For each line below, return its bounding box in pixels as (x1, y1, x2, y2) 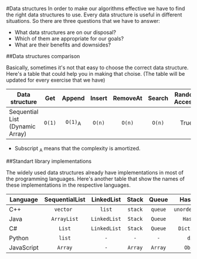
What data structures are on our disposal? (14, 29, 116, 36)
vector (54, 206, 73, 213)
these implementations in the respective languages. (6, 181, 131, 189)
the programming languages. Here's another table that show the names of (6, 175, 185, 182)
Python (9, 234, 29, 242)
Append (62, 94, 85, 102)
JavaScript (9, 243, 39, 251)
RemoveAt (113, 94, 142, 102)
